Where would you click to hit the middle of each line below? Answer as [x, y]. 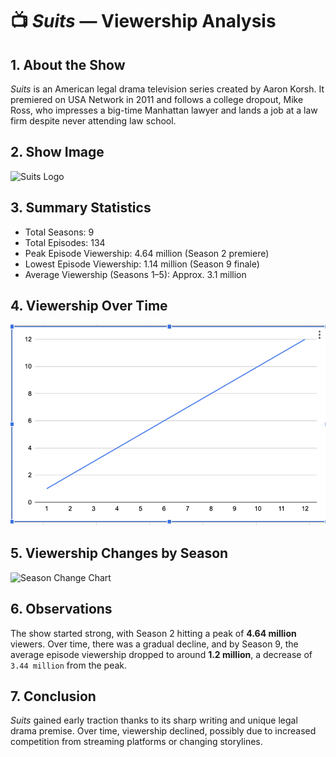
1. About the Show [68, 64]
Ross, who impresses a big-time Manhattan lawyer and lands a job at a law [164, 110]
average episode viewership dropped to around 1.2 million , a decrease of [161, 654]
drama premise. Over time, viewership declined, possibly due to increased [163, 731]
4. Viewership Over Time [89, 306]
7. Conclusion [53, 696]
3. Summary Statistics [81, 208]
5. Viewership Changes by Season [119, 553]
